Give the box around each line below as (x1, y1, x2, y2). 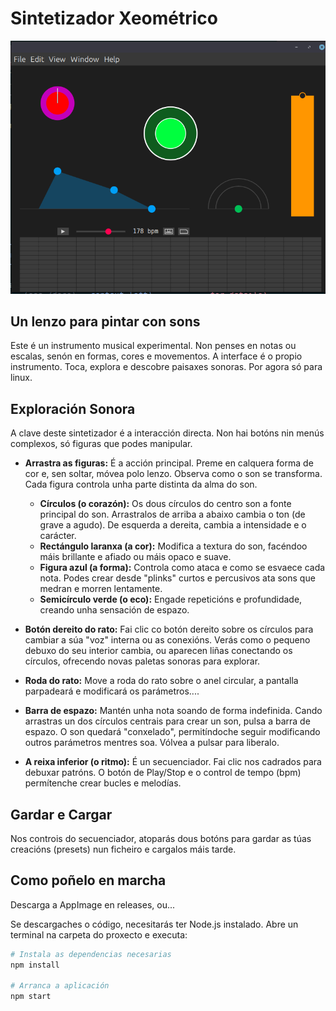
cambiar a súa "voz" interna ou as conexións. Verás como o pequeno (24, 634, 311, 646)
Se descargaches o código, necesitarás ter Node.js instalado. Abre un (10, 918, 299, 930)
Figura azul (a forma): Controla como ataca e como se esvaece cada (39, 562, 326, 574)
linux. (10, 372, 33, 384)
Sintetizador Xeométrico (10, 7, 218, 30)
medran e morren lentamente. (39, 583, 163, 595)
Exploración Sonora (10, 400, 136, 417)
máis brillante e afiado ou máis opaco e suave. (39, 551, 232, 563)
